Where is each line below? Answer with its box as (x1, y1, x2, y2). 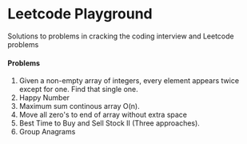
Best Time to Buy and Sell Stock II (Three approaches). (18, 118, 201, 128)
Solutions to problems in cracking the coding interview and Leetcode (7, 31, 234, 41)
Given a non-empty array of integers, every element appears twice (18, 76, 240, 86)
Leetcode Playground (7, 5, 153, 23)
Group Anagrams (18, 127, 76, 137)
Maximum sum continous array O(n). (18, 102, 141, 111)
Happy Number (18, 93, 70, 102)
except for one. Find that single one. (18, 85, 139, 94)
